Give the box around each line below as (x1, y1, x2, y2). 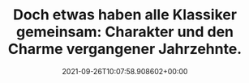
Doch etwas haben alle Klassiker (12, 6, 238, 24)
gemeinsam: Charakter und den (15, 23, 234, 41)
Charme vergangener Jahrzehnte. (7, 40, 243, 58)
